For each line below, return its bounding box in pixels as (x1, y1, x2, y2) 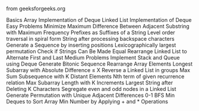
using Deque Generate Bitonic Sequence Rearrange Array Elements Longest (6, 60, 193, 67)
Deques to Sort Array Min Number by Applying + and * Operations (6, 98, 168, 105)
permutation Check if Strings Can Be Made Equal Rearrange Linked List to (6, 48, 187, 55)
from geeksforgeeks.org (6, 5, 66, 12)
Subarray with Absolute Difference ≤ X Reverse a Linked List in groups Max (6, 67, 191, 73)
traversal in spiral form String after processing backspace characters (6, 35, 175, 42)
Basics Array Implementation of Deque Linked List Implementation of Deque (6, 17, 192, 23)
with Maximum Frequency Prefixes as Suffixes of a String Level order (6, 29, 175, 36)
